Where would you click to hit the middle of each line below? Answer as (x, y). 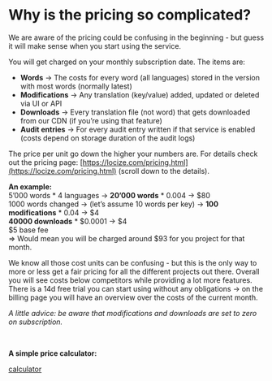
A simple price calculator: (53, 353)
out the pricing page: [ (46, 162)
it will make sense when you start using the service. (95, 45)
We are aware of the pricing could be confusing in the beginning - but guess (136, 37)
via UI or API (41, 103)
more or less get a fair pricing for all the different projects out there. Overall (134, 271)
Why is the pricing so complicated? (130, 15)
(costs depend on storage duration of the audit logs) (108, 138)
